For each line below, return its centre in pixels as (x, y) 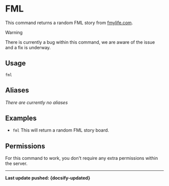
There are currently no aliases (36, 102)
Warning (14, 32)
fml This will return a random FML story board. (61, 130)
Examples (21, 118)
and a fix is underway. (28, 47)
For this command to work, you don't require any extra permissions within (82, 158)
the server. (16, 163)
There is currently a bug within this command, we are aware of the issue (80, 42)
